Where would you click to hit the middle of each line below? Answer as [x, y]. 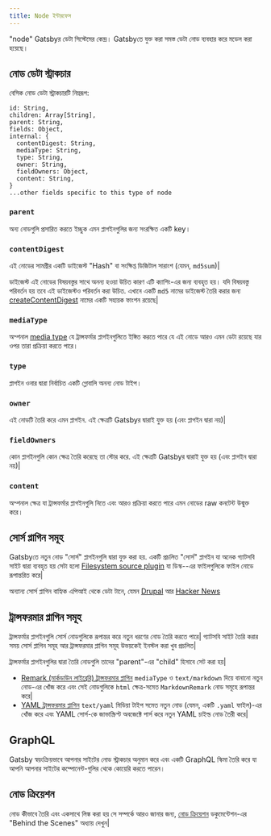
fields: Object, [36, 130]
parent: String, [36, 123]
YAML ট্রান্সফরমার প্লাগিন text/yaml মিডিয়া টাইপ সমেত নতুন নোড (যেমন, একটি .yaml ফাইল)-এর [141, 705]
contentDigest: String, [56, 143]
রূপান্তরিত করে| [26, 575]
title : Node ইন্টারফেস [40, 16]
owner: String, [42, 165]
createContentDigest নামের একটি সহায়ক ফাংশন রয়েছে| [84, 300]
